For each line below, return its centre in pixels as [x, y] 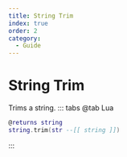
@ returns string [35, 123]
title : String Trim [41, 16]
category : [25, 38]
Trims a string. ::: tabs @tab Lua [61, 108]
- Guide [29, 46]
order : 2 [23, 31]
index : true [28, 23]
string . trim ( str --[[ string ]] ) [64, 130]
